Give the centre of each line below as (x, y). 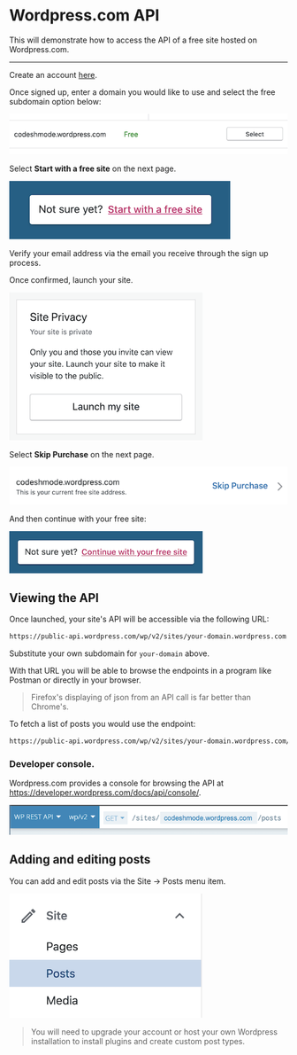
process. (25, 263)
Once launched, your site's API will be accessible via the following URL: (139, 619)
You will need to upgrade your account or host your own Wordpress (154, 1032)
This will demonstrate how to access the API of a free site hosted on (133, 40)
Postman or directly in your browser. (75, 680)
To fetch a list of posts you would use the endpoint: (103, 724)
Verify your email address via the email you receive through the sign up (139, 254)
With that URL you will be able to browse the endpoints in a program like (141, 671)
